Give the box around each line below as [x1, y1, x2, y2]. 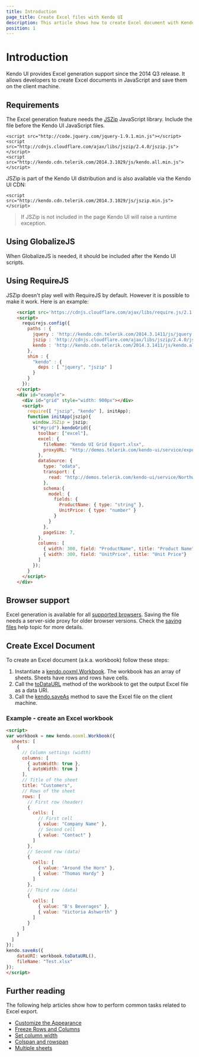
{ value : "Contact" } [37, 832, 92, 838]
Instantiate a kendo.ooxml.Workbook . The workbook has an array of [14, 668, 181, 675]
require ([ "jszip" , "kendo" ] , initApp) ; [27, 408, 131, 414]
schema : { [43, 485, 65, 491]
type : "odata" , [43, 463, 81, 469]
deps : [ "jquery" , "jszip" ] [37, 365, 113, 370]
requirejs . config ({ [21, 320, 70, 326]
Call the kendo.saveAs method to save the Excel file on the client [14, 693, 173, 700]
